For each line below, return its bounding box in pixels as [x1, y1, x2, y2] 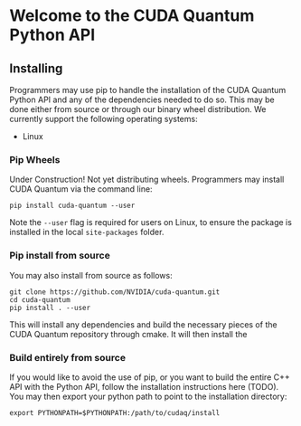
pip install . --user [9, 303, 91, 312]
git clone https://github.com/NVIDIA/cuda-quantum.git [9, 287, 221, 297]
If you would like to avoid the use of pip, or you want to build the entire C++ [9, 372, 291, 383]
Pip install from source [9, 250, 110, 262]
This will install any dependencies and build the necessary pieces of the [9, 318, 277, 330]
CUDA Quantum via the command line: [9, 184, 153, 194]
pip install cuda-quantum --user [9, 201, 136, 211]
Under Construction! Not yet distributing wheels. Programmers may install [9, 174, 285, 185]
